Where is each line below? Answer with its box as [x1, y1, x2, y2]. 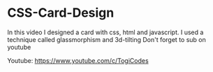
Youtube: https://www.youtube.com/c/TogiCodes [7, 56, 149, 64]
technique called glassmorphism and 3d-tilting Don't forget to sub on [7, 35, 206, 43]
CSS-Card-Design [7, 5, 115, 21]
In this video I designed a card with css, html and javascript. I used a [7, 28, 204, 36]
